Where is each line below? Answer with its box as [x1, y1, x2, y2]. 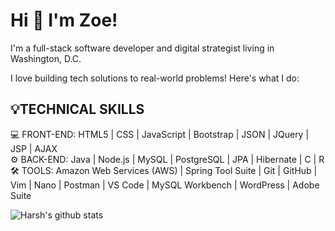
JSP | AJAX [10, 142, 58, 154]
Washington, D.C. [10, 52, 82, 64]
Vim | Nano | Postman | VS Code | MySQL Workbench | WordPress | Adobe [10, 179, 320, 191]
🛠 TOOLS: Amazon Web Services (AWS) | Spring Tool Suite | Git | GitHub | [10, 164, 318, 176]
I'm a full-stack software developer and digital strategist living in [10, 42, 275, 54]
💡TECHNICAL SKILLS [10, 101, 145, 118]
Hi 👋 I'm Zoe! [10, 9, 118, 32]
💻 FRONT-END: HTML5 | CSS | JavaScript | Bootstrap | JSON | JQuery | [10, 128, 310, 140]
